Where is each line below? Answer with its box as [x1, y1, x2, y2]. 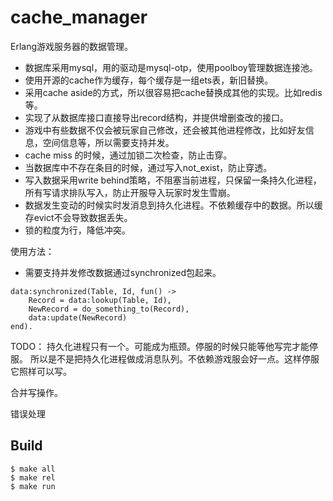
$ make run [10, 481, 56, 491]
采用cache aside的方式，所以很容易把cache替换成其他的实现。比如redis [24, 86, 323, 98]
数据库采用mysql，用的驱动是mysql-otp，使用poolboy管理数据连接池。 [24, 61, 318, 73]
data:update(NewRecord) [28, 312, 128, 323]
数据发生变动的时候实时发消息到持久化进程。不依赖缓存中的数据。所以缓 [24, 199, 323, 211]
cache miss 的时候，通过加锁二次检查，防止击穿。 [24, 149, 233, 161]
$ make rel [10, 472, 56, 483]
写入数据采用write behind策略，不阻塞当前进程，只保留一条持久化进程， [24, 174, 322, 186]
